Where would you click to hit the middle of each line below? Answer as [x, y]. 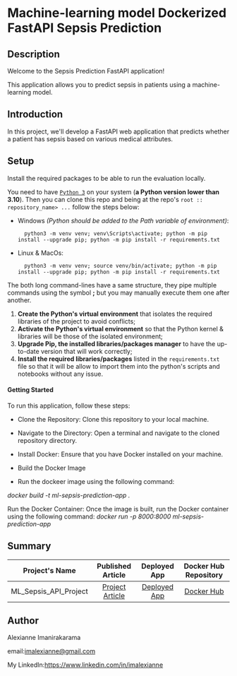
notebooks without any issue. [60, 374]
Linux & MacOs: [40, 253]
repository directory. [47, 440]
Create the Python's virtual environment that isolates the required [115, 314]
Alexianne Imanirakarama [44, 638]
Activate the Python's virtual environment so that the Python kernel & [121, 328]
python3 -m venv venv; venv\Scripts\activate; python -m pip [116, 233]
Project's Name [49, 570]
